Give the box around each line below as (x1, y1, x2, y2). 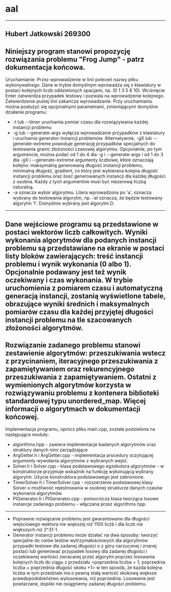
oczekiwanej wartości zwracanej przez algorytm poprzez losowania (12, 554, 155, 560)
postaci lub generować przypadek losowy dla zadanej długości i (12, 548, 148, 554)
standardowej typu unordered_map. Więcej (5, 397, 146, 405)
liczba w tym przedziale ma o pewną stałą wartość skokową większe (12, 570, 157, 576)
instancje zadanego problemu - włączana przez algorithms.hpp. (12, 501, 147, 507)
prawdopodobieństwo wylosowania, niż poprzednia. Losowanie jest (12, 575, 155, 582)
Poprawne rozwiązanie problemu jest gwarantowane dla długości (12, 516, 150, 522)
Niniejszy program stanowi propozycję (5, 47, 131, 56)
